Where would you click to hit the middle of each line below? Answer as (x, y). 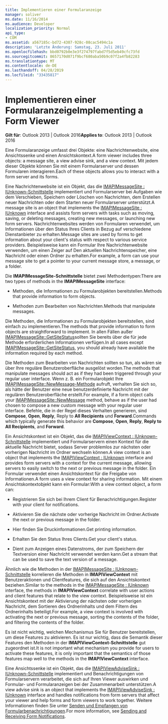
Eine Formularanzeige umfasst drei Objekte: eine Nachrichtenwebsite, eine (82, 150)
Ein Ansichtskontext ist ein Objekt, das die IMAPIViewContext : (69, 436)
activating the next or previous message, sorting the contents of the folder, (82, 617)
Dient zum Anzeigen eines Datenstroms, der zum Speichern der (78, 549)
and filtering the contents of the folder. (45, 622)
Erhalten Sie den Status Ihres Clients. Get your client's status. (75, 539)
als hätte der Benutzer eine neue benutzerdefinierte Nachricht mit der (77, 389)
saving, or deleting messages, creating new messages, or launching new (80, 218)
